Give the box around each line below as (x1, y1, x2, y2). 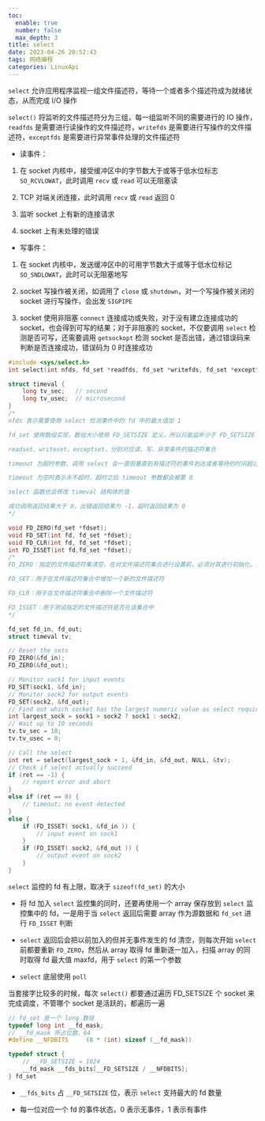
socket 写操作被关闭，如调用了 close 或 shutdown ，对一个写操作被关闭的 (19, 286, 255, 296)
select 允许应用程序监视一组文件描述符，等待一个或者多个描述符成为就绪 (8, 85, 246, 95)
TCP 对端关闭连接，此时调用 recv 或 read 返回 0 (19, 192, 175, 202)
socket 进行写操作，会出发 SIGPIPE (19, 296, 132, 305)
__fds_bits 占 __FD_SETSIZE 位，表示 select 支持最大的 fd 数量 (19, 1088, 222, 1097)
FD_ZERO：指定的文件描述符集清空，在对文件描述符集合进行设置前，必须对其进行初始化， (8, 560, 256, 569)
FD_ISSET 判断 (28, 918, 73, 927)
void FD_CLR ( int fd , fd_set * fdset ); (8, 538, 132, 546)
